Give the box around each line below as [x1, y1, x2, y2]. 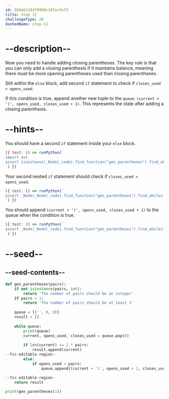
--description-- [5, 43, 71, 54]
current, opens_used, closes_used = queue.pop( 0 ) [23, 333, 129, 338]
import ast [5, 155, 28, 160]
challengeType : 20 [5, 17, 44, 22]
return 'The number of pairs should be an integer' [23, 291, 134, 296]
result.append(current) [32, 347, 82, 353]
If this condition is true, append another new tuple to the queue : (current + [5, 95, 159, 101]
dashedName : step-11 [5, 21, 49, 27]
